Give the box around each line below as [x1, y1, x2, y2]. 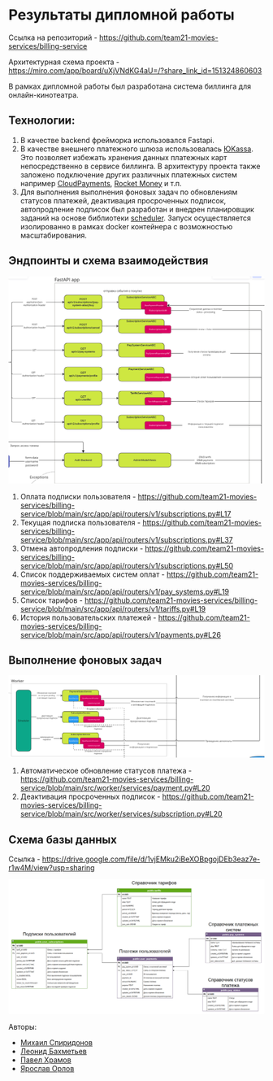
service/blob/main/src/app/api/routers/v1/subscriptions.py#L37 [19, 534, 233, 544]
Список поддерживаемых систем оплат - [19, 569, 165, 579]
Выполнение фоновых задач [8, 653, 162, 667]
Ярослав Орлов [19, 1064, 75, 1074]
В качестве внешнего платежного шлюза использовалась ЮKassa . [19, 144, 254, 154]
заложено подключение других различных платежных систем [19, 169, 238, 180]
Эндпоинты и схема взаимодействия [8, 254, 209, 268]
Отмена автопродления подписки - [19, 543, 144, 553]
